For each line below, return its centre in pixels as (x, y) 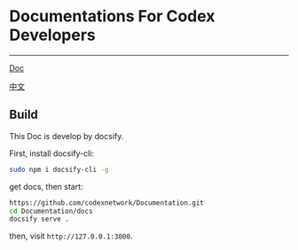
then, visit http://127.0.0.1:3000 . (71, 236)
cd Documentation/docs (51, 211)
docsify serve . (39, 219)
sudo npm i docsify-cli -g (59, 169)
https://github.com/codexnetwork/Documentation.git (106, 203)
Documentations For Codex (112, 16)
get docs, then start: (46, 186)
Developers (52, 35)
